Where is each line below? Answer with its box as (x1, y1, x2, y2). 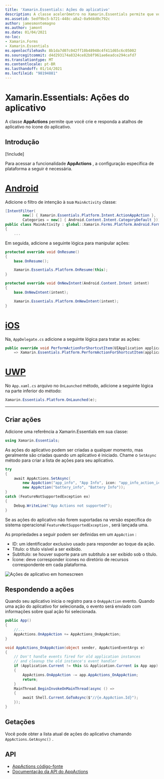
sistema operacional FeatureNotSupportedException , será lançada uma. (5, 522, 149, 528)
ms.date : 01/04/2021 (5, 30, 47, 35)
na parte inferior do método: (5, 388, 62, 394)
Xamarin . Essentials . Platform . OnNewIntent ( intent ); (14, 299, 119, 304)
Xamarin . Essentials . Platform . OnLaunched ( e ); (5, 398, 97, 402)
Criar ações (5, 416, 41, 424)
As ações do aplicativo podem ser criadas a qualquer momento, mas (5, 447, 143, 453)
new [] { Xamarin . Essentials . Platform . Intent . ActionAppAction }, (22, 213, 156, 218)
